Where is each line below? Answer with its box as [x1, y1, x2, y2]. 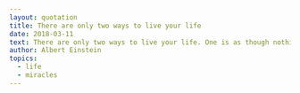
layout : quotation [9, 12, 78, 22]
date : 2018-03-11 [9, 29, 74, 38]
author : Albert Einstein [9, 46, 102, 55]
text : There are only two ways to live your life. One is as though [9, 37, 270, 47]
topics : [9, 54, 38, 63]
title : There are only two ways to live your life [9, 21, 202, 30]
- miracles [17, 71, 58, 80]
